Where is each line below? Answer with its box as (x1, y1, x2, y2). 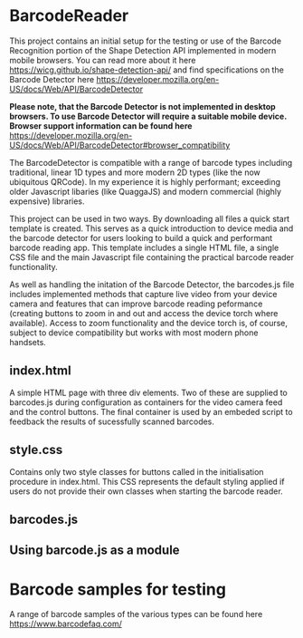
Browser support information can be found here (9, 120, 193, 131)
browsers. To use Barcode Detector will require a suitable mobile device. (9, 111, 288, 121)
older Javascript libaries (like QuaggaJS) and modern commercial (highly (9, 186, 282, 197)
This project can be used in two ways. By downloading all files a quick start (9, 213, 290, 224)
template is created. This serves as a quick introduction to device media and (9, 223, 294, 234)
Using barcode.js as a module (9, 543, 180, 558)
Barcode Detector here (9, 73, 95, 84)
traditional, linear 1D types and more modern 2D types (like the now (9, 167, 260, 178)
